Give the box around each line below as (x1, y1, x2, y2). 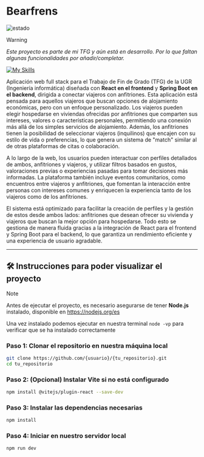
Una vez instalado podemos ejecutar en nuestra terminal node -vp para (6, 320, 184, 327)
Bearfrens (6, 4, 58, 18)
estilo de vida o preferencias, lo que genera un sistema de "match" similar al (6, 136, 197, 143)
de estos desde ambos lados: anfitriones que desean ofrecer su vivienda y (6, 211, 193, 218)
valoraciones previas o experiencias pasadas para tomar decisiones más (6, 167, 188, 174)
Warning (6, 36, 27, 43)
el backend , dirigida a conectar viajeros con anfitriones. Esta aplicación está (6, 91, 198, 98)
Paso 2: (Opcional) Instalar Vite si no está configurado (6, 375, 169, 383)
